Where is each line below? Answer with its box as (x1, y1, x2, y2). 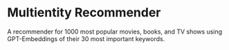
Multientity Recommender (7, 5, 161, 21)
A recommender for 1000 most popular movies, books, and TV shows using (7, 27, 223, 36)
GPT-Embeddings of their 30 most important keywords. (7, 34, 165, 42)
